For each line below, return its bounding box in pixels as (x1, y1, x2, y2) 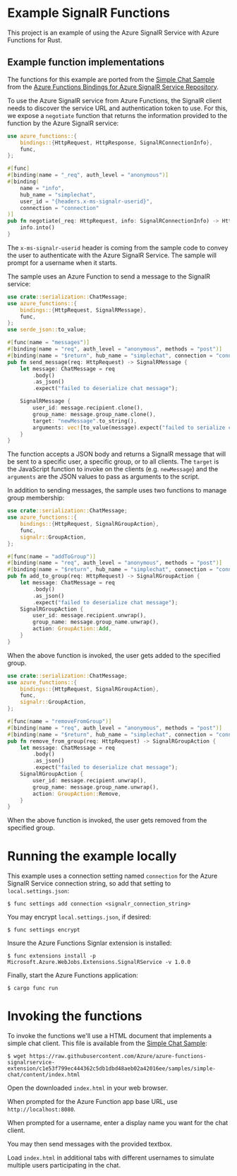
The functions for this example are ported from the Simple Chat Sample (7, 75, 215, 83)
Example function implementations (7, 57, 164, 69)
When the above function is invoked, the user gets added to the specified (7, 651, 221, 659)
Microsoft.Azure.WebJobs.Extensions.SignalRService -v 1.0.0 (7, 959, 191, 966)
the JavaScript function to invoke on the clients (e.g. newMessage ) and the (7, 465, 219, 474)
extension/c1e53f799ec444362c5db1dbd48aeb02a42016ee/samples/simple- (7, 1065, 217, 1072)
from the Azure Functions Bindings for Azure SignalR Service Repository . (7, 83, 219, 91)
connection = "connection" (20, 204, 99, 211)
